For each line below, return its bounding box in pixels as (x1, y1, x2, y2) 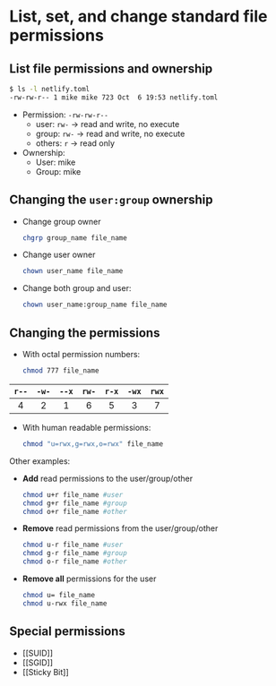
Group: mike (35, 166, 82, 176)
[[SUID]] (22, 647, 54, 658)
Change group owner (22, 216, 101, 227)
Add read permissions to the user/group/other (22, 473, 194, 484)
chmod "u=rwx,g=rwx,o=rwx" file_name (22, 439, 164, 449)
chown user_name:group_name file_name (22, 300, 168, 310)
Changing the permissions (9, 325, 160, 340)
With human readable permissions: (22, 422, 151, 433)
